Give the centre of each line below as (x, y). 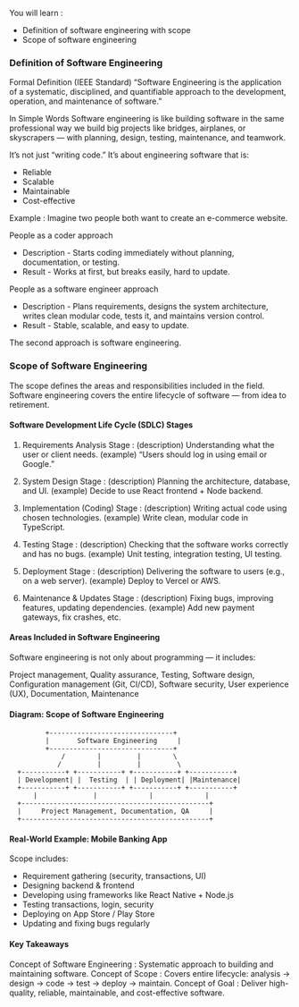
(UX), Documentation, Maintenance (75, 694)
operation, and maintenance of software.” (86, 101)
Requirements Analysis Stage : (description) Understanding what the (148, 444)
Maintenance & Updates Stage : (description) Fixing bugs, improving (148, 597)
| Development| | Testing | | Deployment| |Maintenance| (129, 780)
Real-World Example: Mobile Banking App (88, 839)
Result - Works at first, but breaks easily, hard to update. (126, 272)
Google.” (38, 463)
